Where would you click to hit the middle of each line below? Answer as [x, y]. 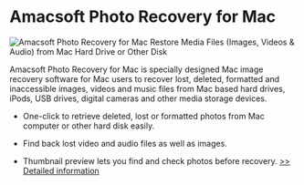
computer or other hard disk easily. [89, 126]
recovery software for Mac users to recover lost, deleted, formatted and [145, 78]
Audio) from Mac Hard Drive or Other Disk [88, 51]
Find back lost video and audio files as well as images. [125, 143]
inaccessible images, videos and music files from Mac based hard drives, [147, 88]
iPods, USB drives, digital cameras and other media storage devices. [138, 98]
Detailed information [61, 170]
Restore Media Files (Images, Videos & [222, 42]
